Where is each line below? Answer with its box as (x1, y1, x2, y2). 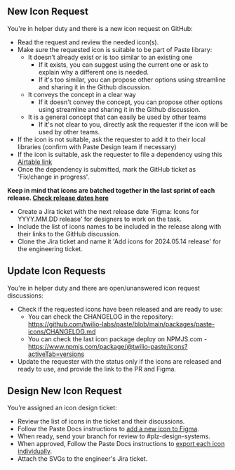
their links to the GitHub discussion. (17, 229, 121, 238)
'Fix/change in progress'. (17, 172, 90, 181)
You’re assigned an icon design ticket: (7, 404, 117, 412)
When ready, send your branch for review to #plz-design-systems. (17, 432, 210, 440)
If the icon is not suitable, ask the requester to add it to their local (17, 135, 206, 144)
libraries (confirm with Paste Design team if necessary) (17, 142, 177, 151)
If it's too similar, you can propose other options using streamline (38, 75, 226, 84)
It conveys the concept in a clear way (27, 90, 137, 99)
